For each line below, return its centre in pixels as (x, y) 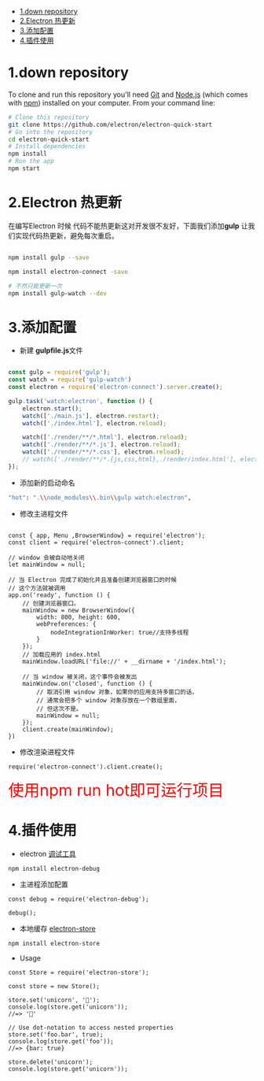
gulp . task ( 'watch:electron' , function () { (81, 401)
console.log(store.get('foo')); (61, 1041)
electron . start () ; (52, 409)
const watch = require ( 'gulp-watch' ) (70, 380)
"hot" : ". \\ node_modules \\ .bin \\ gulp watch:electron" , (100, 498)
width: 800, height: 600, (79, 617)
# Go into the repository (50, 132)
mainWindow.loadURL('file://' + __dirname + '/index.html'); (124, 661)
